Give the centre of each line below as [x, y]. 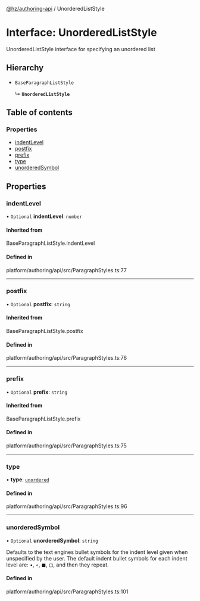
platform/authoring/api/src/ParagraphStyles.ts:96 [67, 506]
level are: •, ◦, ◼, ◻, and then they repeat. [57, 565]
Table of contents [39, 113]
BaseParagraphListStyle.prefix [43, 419]
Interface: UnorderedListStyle [82, 33]
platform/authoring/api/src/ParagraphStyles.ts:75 [66, 446]
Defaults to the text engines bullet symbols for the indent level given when [97, 552]
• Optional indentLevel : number [44, 216]
